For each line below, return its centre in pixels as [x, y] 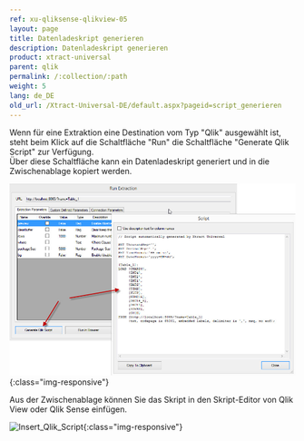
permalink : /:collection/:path [69, 77]
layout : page [34, 29]
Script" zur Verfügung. [52, 152]
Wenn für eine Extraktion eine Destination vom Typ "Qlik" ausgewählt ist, [145, 132]
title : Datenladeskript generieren [77, 38]
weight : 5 [28, 86]
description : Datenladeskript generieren [89, 48]
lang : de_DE [32, 95]
